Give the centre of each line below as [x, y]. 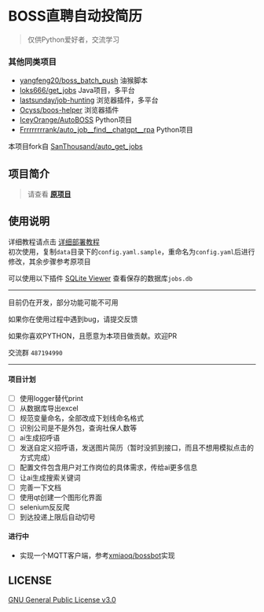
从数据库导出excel [49, 408]
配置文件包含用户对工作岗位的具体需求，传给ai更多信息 [108, 467]
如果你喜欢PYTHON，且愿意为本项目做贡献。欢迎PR [93, 336]
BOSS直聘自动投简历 [75, 16]
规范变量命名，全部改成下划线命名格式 [81, 418]
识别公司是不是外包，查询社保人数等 [78, 428]
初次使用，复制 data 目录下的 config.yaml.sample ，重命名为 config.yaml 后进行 [132, 251]
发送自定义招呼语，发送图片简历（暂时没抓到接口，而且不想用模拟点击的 [136, 448]
